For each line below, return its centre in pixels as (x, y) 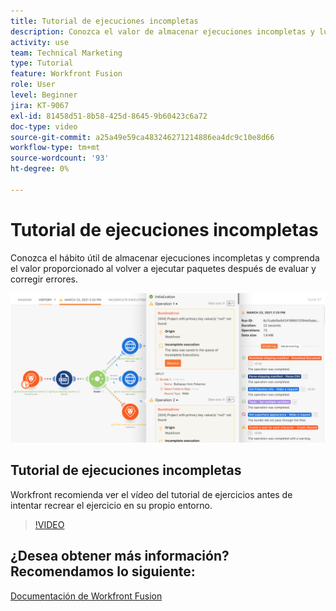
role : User (33, 85)
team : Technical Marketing (66, 53)
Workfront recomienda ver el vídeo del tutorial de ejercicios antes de (151, 494)
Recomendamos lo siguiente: (103, 571)
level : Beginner (44, 95)
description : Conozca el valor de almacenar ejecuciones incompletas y (162, 31)
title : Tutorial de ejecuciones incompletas (104, 21)
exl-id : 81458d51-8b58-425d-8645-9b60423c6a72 (109, 116)
